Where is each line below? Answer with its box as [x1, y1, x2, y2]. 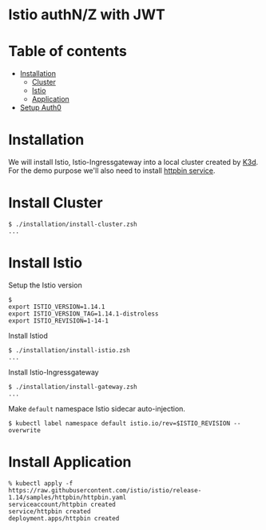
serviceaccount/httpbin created [8, 500, 116, 508]
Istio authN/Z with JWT [8, 6, 165, 24]
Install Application [8, 453, 132, 472]
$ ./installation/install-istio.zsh [8, 346, 130, 354]
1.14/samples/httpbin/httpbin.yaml [8, 493, 127, 501]
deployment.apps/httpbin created [8, 514, 120, 522]
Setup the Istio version [8, 280, 82, 290]
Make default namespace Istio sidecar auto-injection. [8, 404, 186, 413]
